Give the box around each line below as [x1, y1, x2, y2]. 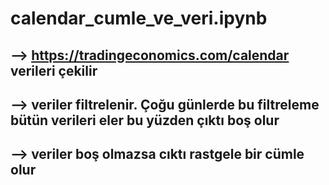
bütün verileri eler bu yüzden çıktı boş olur [10, 112, 280, 129]
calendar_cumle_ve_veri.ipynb [10, 7, 268, 30]
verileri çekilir [10, 62, 98, 79]
